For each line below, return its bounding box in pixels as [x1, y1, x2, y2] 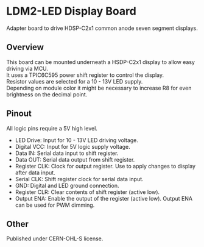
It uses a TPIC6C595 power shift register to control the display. [6, 71, 164, 79]
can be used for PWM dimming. [15, 201, 95, 209]
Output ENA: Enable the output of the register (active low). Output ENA [15, 195, 193, 202]
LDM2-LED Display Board [6, 4, 137, 18]
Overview [6, 42, 44, 52]
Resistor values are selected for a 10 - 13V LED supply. [6, 77, 143, 85]
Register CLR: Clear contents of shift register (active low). [15, 188, 160, 196]
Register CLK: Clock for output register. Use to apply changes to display [15, 162, 196, 170]
